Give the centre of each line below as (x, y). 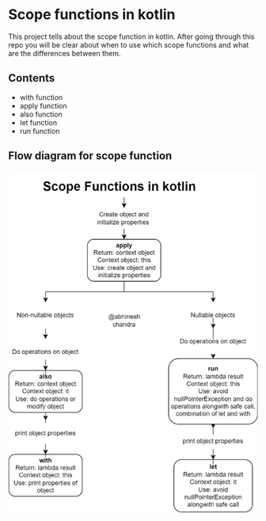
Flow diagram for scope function (90, 156)
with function (41, 97)
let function (38, 122)
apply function (43, 105)
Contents (32, 78)
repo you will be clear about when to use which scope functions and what (129, 44)
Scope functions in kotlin (92, 15)
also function (41, 114)
